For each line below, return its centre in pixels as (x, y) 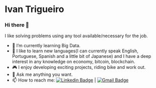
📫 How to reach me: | (54, 80)
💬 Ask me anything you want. (42, 74)
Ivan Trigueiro (34, 9)
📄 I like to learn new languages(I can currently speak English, (75, 51)
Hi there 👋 (17, 25)
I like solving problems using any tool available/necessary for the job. (76, 36)
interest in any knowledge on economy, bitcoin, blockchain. (73, 62)
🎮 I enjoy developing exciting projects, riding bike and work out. (79, 67)
